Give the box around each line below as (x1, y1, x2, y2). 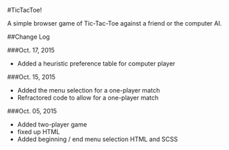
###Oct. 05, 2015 (7, 107, 57, 115)
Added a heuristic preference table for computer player (17, 59, 176, 68)
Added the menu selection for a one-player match (17, 86, 160, 94)
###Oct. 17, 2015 (7, 46, 56, 54)
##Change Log (7, 32, 50, 41)
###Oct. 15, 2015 (7, 73, 56, 81)
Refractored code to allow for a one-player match (17, 93, 159, 102)
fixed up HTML (17, 128, 60, 135)
